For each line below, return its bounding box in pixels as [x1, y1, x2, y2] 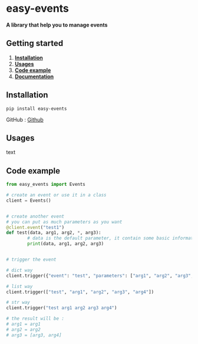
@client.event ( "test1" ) [6, 224, 65, 230]
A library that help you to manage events [6, 21, 108, 28]
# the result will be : [6, 316, 65, 322]
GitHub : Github [6, 116, 44, 123]
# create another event [6, 213, 65, 219]
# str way [6, 300, 31, 306]
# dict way [6, 267, 33, 273]
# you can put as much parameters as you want [6, 219, 123, 225]
